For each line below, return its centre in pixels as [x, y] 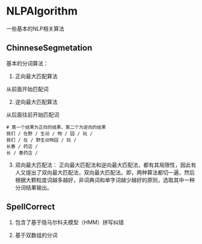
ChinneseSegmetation [49, 48]
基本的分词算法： [27, 63]
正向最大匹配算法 [36, 76]
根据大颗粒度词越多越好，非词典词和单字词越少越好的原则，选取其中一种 [105, 180]
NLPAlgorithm [42, 11]
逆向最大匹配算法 [36, 101]
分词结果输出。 [33, 187]
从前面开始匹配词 [27, 89]
